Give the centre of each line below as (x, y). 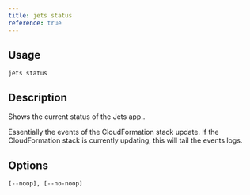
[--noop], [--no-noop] (45, 183)
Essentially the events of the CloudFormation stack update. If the (114, 132)
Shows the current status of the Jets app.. (77, 117)
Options (28, 165)
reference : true (35, 23)
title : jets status (40, 15)
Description (38, 97)
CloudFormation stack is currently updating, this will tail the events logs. (125, 140)
